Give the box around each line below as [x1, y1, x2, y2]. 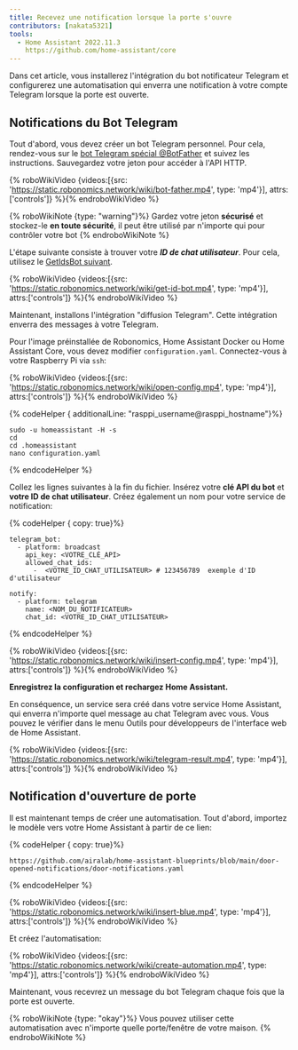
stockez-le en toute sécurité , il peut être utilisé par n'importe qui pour [9, 219, 265, 231]
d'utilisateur [9, 574, 62, 583]
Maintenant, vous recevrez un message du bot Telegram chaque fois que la [9, 986, 286, 997]
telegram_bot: [9, 535, 62, 544]
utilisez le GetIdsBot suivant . [9, 256, 114, 266]
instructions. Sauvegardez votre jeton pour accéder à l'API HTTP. [9, 157, 247, 168]
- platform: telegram [17, 597, 98, 606]
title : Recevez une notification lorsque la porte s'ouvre [9, 12, 232, 22]
